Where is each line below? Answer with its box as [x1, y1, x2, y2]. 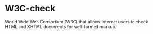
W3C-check [5, 3, 56, 14]
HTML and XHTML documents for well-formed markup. [5, 23, 116, 29]
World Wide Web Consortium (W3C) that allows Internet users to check [5, 19, 149, 24]
